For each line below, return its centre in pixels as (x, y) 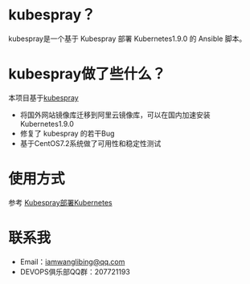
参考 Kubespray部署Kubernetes (60, 202)
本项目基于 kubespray (43, 97)
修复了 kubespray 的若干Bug (67, 133)
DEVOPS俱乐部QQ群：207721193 (75, 271)
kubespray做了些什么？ (87, 74)
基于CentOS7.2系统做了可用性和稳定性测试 (90, 143)
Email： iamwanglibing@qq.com (72, 262)
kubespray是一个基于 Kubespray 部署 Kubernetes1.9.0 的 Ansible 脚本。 (127, 39)
